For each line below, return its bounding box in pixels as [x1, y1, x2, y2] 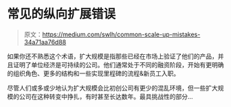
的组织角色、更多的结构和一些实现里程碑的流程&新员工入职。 [7, 69, 180, 78]
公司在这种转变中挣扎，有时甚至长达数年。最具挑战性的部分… [19, 92, 194, 100]
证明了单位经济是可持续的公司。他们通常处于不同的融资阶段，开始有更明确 [12, 60, 224, 69]
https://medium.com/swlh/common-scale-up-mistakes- [42, 30, 201, 38]
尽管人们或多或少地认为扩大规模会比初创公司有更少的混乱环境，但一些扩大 [7, 84, 218, 92]
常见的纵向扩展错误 [7, 6, 116, 22]
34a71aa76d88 [23, 38, 67, 46]
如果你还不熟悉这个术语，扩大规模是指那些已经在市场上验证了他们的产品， [7, 52, 218, 60]
